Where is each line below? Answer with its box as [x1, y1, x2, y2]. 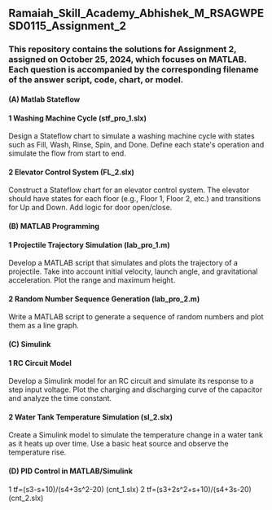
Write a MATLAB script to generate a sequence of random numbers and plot [8, 312, 264, 322]
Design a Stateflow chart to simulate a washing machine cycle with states [8, 131, 255, 141]
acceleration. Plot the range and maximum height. [8, 275, 176, 285]
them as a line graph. [8, 321, 79, 331]
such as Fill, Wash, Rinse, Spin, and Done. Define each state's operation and [8, 140, 265, 150]
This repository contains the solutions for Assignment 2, [8, 44, 237, 55]
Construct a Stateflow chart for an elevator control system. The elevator [8, 185, 250, 195]
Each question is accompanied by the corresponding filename [8, 64, 259, 76]
